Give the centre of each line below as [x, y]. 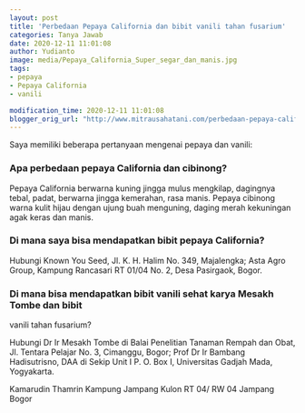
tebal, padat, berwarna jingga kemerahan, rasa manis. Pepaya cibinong [142, 197]
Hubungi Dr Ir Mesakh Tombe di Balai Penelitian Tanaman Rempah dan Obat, [152, 343]
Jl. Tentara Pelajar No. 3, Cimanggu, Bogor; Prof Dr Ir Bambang [128, 352]
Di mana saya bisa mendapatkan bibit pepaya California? [137, 240]
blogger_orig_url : [44, 119]
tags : [20, 69]
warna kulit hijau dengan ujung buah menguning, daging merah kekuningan [150, 207]
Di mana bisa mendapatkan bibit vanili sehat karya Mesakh [142, 294]
